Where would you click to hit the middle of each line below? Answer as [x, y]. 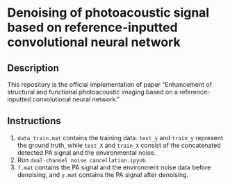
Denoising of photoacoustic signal [108, 13]
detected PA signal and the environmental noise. [87, 152]
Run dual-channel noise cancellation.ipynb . [82, 160]
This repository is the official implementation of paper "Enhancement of [110, 84]
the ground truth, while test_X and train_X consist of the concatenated [119, 145]
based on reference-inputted [93, 27]
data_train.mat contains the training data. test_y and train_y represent [120, 137]
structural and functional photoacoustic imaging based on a [93, 92]
